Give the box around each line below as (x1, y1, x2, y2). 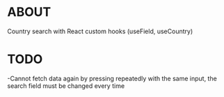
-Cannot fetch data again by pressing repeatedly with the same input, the (7, 74, 217, 82)
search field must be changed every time (7, 81, 125, 90)
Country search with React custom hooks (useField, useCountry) (7, 27, 193, 35)
